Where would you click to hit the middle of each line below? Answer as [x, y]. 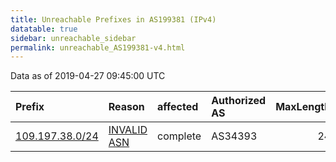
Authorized [239, 101]
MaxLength [303, 107]
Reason [126, 107]
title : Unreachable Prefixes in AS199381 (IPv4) [113, 19]
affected [178, 107]
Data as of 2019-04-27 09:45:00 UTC [88, 76]
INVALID [128, 130]
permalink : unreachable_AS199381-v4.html [98, 47]
